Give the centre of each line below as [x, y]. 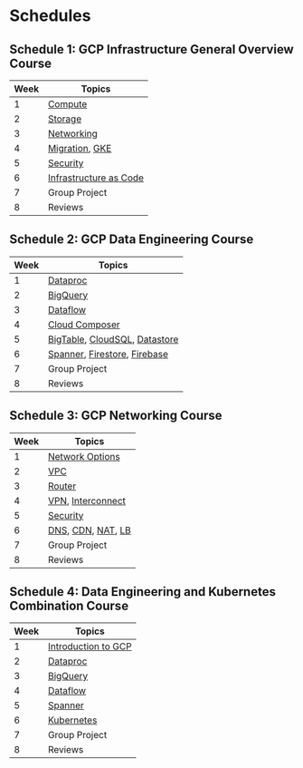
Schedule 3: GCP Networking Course [116, 416]
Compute [68, 104]
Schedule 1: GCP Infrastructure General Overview [151, 49]
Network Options [84, 456]
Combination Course [69, 606]
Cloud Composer [84, 325]
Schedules [50, 16]
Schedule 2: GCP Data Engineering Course [132, 240]
